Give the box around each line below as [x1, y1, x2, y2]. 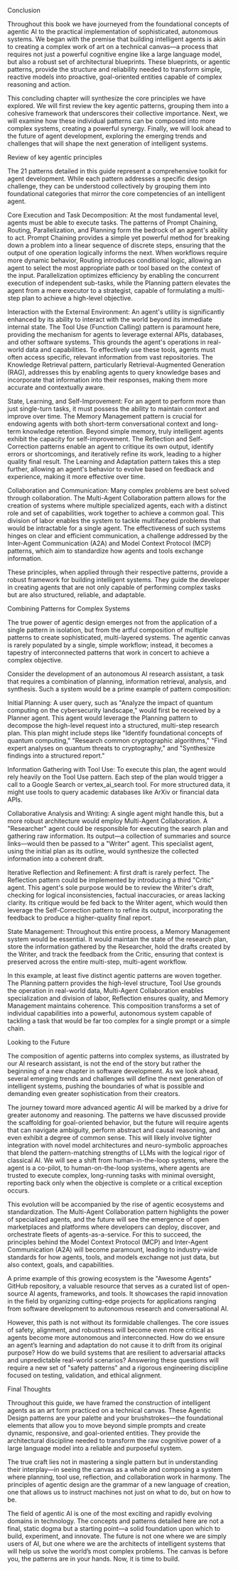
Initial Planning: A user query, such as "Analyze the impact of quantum [7, 699, 213, 706]
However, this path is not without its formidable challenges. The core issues [7, 1318, 229, 1326]
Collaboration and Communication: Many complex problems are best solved [7, 486, 229, 495]
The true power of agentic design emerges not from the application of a [7, 618, 217, 626]
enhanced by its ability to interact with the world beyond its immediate [7, 316, 213, 323]
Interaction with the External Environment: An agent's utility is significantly [7, 308, 225, 316]
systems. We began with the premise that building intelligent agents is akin [7, 35, 226, 43]
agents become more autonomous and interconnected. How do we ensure [7, 1333, 225, 1342]
